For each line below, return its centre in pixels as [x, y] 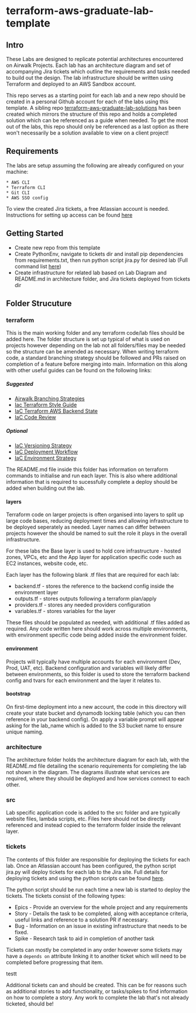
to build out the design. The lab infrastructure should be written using [90, 78]
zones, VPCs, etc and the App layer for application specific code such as [94, 557]
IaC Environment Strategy [45, 458]
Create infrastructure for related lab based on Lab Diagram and [90, 272]
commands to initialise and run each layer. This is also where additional [92, 476]
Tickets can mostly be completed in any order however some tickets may [94, 950]
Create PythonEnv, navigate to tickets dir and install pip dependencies [99, 254]
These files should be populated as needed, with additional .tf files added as [98, 622]
